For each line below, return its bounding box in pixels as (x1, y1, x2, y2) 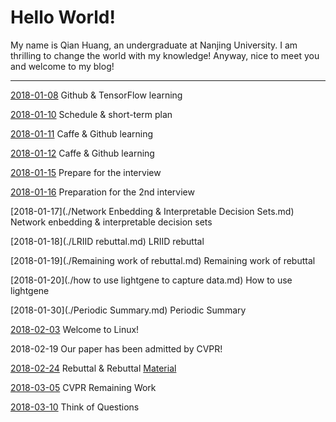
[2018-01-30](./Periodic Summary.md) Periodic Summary (10, 304, 247, 316)
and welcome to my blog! (10, 60, 115, 72)
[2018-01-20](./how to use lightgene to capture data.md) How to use (10, 274, 293, 286)
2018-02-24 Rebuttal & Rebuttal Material (10, 362, 177, 374)
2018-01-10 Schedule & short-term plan (10, 108, 173, 120)
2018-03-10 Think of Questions (10, 401, 140, 413)
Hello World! (10, 6, 116, 29)
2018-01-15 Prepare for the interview (10, 166, 162, 178)
